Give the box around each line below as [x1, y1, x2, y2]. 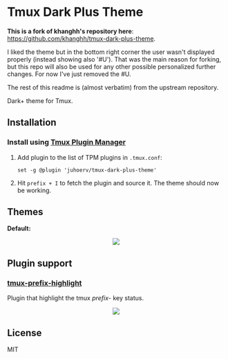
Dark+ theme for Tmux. [7, 96, 73, 104]
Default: [7, 224, 31, 232]
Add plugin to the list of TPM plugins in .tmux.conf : [17, 153, 162, 161]
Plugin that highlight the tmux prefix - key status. [7, 294, 144, 302]
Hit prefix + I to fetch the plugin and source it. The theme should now [17, 178, 220, 187]
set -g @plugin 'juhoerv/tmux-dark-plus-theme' [17, 167, 157, 174]
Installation [7, 117, 57, 129]
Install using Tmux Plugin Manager [7, 138, 126, 147]
